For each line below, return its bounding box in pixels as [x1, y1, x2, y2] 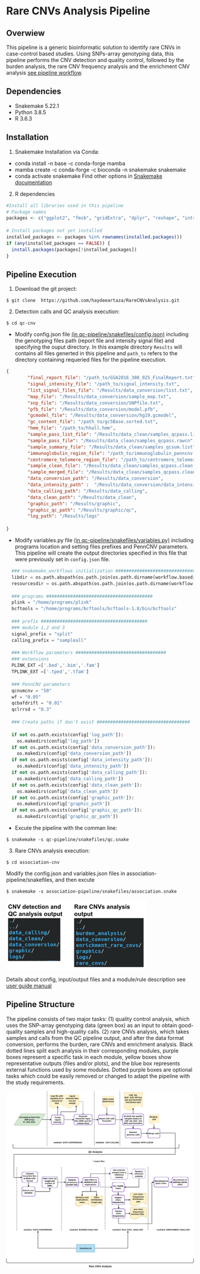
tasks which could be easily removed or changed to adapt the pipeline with [6, 1072, 190, 1079]
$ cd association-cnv [6, 860, 60, 866]
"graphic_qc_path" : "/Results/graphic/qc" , [27, 507, 137, 513]
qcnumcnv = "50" [11, 688, 52, 694]
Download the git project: [14, 285, 77, 293]
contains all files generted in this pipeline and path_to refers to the [14, 350, 178, 357]
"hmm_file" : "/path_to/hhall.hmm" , [27, 425, 116, 431]
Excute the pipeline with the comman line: [14, 824, 118, 832]
